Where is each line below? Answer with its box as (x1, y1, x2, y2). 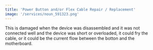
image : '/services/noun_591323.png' (5, 12, 79, 17)
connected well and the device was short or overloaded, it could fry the (5, 30, 148, 36)
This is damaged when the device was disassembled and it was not (5, 25, 140, 31)
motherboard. (5, 40, 33, 46)
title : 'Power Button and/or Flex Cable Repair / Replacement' (5, 7, 136, 12)
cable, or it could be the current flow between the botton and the (5, 35, 135, 41)
